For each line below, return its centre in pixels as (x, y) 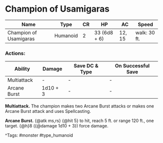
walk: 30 (145, 33)
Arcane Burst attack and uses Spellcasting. (48, 111)
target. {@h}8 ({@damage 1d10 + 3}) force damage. (57, 126)
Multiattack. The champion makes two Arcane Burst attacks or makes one (80, 106)
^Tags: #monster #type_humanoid (39, 135)
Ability (22, 69)
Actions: (15, 53)
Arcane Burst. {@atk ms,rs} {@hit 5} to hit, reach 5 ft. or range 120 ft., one (80, 121)
